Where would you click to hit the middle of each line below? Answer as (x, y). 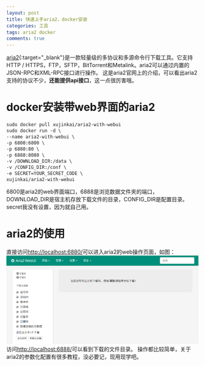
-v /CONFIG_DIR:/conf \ (37, 168)
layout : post (23, 13)
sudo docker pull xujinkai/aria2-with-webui (64, 125)
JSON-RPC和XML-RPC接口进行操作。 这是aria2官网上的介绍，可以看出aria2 (102, 73)
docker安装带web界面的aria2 (81, 107)
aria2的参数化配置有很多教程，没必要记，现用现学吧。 (74, 356)
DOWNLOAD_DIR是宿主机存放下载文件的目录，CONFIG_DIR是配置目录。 (97, 199)
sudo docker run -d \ (34, 131)
